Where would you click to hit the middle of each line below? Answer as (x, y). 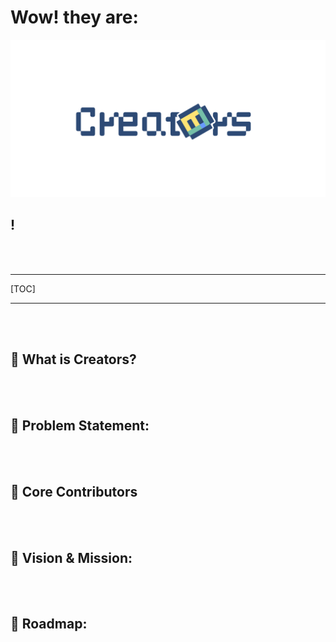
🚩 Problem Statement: (80, 425)
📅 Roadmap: (49, 624)
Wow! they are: (74, 17)
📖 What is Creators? (73, 359)
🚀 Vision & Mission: (71, 557)
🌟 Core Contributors (74, 491)
